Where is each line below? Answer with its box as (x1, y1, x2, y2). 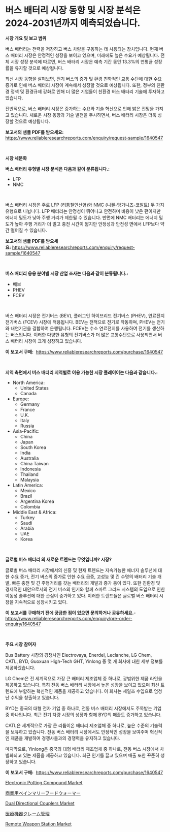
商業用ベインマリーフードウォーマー (5, 790, 81, 796)
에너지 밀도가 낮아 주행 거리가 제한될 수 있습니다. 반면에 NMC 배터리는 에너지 (5, 214, 158, 220)
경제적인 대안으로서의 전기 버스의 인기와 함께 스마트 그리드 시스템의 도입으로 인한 (5, 586, 165, 592)
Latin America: (12, 482, 43, 488)
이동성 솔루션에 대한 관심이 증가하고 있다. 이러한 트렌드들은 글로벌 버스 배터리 (5, 592, 158, 598)
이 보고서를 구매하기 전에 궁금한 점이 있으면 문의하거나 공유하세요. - (5, 610, 136, 616)
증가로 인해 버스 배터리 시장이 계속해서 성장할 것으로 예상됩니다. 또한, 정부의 (5, 82, 156, 88)
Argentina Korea (20, 498, 54, 504)
